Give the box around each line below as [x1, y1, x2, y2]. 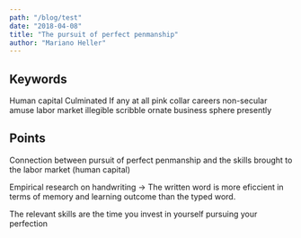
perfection [9, 217, 48, 229]
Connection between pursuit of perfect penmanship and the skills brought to [9, 154, 293, 165]
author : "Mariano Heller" [9, 38, 106, 48]
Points [9, 131, 47, 146]
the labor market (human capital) [9, 163, 131, 175]
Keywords [9, 71, 67, 86]
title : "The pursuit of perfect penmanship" [9, 30, 179, 39]
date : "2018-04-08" [9, 22, 83, 31]
